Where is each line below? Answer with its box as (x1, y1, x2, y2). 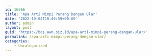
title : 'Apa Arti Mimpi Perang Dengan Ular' (5, 12, 98, 17)
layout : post (5, 25, 32, 30)
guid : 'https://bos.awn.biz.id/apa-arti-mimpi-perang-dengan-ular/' (5, 30, 148, 35)
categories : (5, 39, 29, 44)
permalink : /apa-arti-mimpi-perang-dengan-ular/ (5, 35, 106, 39)
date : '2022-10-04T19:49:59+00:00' (5, 16, 78, 21)
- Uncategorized (14, 43, 48, 48)
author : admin (5, 20, 34, 26)
